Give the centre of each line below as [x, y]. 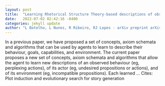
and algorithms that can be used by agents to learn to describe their [74, 47]
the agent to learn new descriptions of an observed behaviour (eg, [72, 63]
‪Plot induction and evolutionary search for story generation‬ [65, 79]
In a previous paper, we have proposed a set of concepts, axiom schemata [81, 42]
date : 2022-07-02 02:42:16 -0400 [41, 19]
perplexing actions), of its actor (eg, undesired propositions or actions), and [82, 68]
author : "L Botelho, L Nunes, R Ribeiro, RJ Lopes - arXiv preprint [77, 28]
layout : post [18, 10]
